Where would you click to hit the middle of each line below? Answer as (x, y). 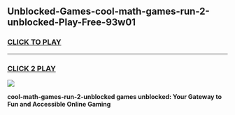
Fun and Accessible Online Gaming (59, 104)
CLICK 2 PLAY (31, 68)
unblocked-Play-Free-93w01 (72, 23)
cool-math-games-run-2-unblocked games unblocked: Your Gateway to (115, 96)
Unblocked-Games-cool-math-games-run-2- (108, 11)
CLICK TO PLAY (34, 43)
